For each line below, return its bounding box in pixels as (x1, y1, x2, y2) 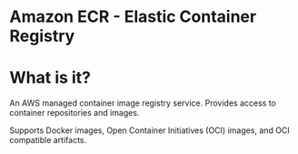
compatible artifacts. (9, 135, 87, 146)
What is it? (9, 67, 92, 88)
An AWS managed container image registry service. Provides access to (9, 98, 277, 108)
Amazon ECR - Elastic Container (9, 6, 257, 27)
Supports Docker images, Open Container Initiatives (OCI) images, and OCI (9, 125, 291, 136)
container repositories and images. (9, 108, 140, 118)
